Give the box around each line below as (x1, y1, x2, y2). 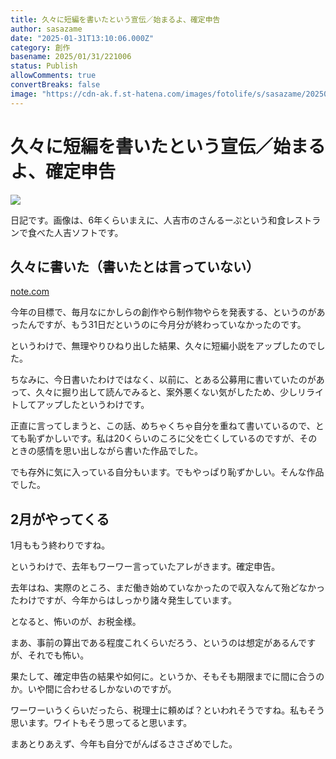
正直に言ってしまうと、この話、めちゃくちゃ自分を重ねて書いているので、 (10, 420, 316, 432)
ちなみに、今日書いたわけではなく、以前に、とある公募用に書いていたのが (10, 374, 317, 386)
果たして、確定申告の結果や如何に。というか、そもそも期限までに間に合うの (10, 671, 325, 683)
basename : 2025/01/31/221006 (10, 52, 132, 62)
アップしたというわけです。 (36, 399, 150, 411)
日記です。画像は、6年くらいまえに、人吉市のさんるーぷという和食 (10, 214, 287, 226)
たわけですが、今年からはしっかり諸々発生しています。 (10, 594, 237, 606)
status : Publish (10, 61, 78, 71)
